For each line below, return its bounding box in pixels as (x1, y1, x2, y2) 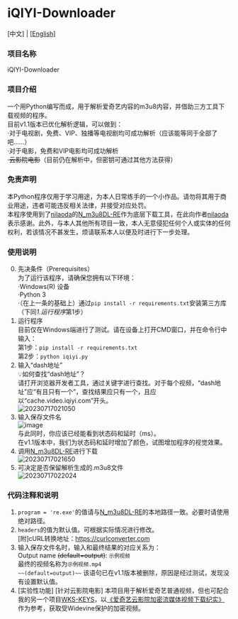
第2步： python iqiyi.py (17, 352, 89, 361)
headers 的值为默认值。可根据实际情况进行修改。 (17, 525, 158, 534)
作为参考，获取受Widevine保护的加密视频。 (17, 604, 145, 613)
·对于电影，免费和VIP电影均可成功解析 (7, 146, 119, 155)
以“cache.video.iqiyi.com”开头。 (17, 396, 113, 405)
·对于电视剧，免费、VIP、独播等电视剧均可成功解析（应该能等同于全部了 (7, 128, 218, 137)
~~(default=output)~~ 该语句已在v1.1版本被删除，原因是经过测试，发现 (17, 569, 224, 577)
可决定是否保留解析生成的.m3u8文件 (17, 464, 124, 472)
